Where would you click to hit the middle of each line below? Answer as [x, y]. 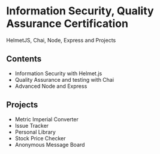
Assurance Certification [67, 24]
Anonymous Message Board [50, 144]
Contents [24, 59]
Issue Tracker [32, 125]
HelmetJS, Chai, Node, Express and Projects [61, 40]
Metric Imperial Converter [47, 119]
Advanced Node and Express [51, 86]
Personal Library [35, 132]
